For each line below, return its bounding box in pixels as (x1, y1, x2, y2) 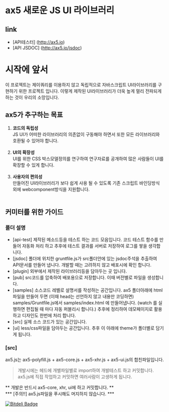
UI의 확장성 (12, 149, 35, 155)
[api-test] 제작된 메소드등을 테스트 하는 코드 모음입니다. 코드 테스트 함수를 (12, 237, 158, 243)
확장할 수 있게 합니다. (12, 162, 54, 168)
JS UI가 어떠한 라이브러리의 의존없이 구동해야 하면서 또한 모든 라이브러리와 (12, 131, 160, 137)
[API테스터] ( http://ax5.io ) (12, 39, 65, 45)
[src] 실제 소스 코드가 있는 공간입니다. (12, 319, 87, 325)
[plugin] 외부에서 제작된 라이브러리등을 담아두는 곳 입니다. (12, 268, 127, 274)
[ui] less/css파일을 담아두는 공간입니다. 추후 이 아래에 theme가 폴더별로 (12, 325, 155, 331)
